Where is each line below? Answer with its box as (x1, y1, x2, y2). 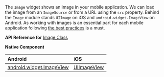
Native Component (5, 44, 45, 50)
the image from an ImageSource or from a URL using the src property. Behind (5, 9, 159, 15)
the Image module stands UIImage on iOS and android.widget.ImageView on (5, 15, 155, 20)
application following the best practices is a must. (5, 25, 105, 31)
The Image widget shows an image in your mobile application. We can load (5, 4, 155, 10)
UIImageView (73, 64, 104, 71)
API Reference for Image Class (5, 34, 68, 40)
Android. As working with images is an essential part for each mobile (5, 20, 143, 26)
